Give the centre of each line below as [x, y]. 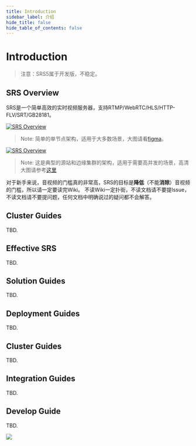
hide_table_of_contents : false [44, 28]
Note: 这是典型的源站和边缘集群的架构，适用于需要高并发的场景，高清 [104, 163]
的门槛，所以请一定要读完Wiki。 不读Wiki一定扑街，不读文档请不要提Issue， [98, 190]
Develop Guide [34, 411]
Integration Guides [41, 379]
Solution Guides [36, 281]
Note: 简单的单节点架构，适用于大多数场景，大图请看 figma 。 [93, 139]
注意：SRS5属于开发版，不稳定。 [60, 74]
